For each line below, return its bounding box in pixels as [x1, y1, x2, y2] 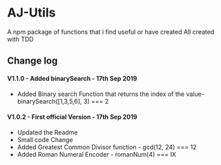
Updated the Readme [17, 128, 78, 136]
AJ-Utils [7, 5, 56, 21]
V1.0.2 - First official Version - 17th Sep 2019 [7, 113, 137, 122]
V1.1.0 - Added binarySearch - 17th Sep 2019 [7, 74, 137, 82]
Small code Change [17, 135, 74, 144]
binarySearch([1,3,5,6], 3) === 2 [17, 97, 109, 105]
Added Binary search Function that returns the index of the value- [17, 90, 205, 98]
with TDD [7, 35, 34, 43]
